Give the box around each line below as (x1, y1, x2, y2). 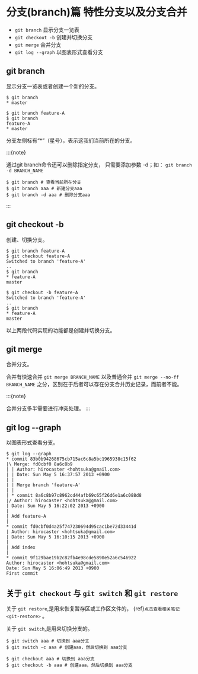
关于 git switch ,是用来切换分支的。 (6, 625, 93, 632)
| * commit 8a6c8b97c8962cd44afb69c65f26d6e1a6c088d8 (6, 493, 142, 499)
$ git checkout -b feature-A (6, 289, 78, 295)
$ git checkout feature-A (6, 253, 70, 259)
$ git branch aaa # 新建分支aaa (6, 185, 83, 191)
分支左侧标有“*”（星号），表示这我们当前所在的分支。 (6, 137, 136, 144)
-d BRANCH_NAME (6, 168, 44, 174)
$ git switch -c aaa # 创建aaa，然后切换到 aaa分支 (6, 644, 127, 650)
